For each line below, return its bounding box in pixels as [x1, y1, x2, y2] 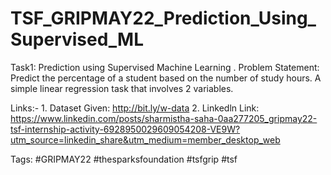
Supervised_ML [10, 28, 145, 51]
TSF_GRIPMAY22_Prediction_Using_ [10, 7, 317, 30]
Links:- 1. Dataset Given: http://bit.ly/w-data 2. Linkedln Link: [10, 102, 260, 114]
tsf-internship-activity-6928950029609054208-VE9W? [10, 123, 241, 135]
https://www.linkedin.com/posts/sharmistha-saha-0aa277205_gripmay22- [10, 112, 318, 124]
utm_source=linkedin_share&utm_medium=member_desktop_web [10, 133, 281, 146]
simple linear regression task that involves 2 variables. [10, 82, 234, 94]
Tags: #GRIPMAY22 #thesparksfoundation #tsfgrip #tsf [10, 153, 238, 165]
